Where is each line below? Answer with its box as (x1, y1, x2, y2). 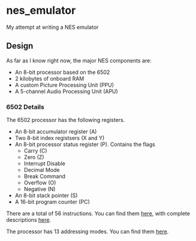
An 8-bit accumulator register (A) (14, 128, 97, 135)
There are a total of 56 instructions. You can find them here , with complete (6, 210, 191, 217)
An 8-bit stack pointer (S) (14, 192, 78, 199)
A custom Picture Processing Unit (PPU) (14, 81, 114, 88)
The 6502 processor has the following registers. (6, 117, 125, 124)
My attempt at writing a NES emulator (6, 23, 99, 31)
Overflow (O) (23, 179, 56, 186)
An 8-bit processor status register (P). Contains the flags (14, 141, 156, 148)
